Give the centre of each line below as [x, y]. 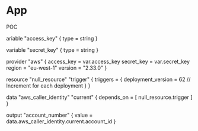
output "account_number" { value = [49, 115]
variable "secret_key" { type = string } [52, 50]
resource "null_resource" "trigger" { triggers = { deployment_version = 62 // [98, 79]
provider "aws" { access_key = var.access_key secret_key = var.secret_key [98, 61]
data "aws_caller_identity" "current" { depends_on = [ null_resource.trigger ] [99, 97]
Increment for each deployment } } [48, 85]
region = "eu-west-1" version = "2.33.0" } [57, 68]
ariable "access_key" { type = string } [52, 38]
